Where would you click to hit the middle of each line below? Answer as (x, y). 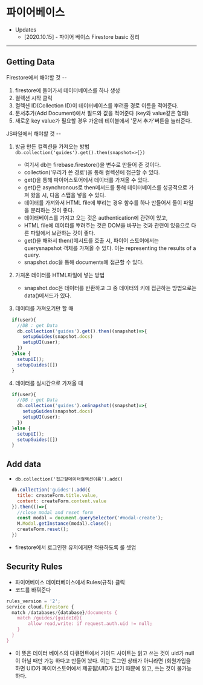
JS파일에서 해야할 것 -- (34, 133)
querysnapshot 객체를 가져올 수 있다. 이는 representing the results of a (110, 248)
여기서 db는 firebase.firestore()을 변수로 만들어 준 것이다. (92, 164)
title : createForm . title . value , (58, 495)
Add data (24, 464)
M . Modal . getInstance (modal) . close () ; (65, 524)
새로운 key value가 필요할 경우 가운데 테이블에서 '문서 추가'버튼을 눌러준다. (103, 120)
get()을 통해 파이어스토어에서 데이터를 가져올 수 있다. (86, 180)
